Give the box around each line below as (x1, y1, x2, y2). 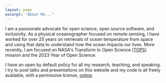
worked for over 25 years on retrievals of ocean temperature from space (5, 36, 154, 42)
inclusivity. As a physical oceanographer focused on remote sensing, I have (5, 31, 160, 37)
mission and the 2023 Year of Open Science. (5, 52, 97, 58)
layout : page (5, 7, 32, 12)
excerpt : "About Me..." (5, 12, 55, 17)
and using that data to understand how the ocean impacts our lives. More (5, 41, 155, 47)
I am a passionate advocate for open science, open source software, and (5, 25, 155, 31)
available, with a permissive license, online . (5, 72, 93, 78)
